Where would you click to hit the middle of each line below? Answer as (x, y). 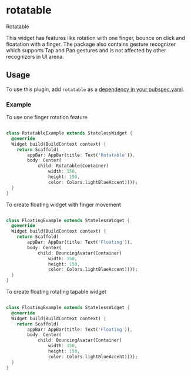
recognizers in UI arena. (35, 56)
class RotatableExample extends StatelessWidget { (69, 133)
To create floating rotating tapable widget (56, 292)
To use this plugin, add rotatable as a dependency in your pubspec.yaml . (95, 89)
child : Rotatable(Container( (73, 166)
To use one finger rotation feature (47, 117)
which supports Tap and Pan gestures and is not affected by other (86, 50)
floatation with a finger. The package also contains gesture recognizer (91, 44)
